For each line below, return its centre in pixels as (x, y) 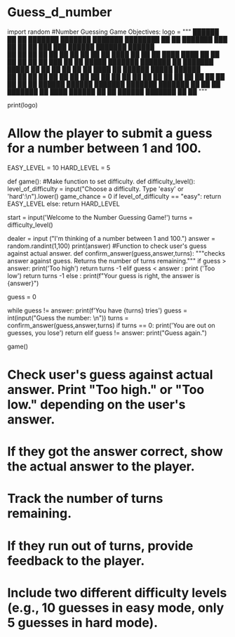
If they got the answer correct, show (115, 452)
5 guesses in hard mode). (83, 623)
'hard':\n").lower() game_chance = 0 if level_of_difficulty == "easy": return (114, 196)
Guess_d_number (60, 12)
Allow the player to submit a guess (110, 133)
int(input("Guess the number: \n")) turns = (68, 317)
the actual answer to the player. (101, 467)
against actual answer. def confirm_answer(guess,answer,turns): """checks (116, 253)
